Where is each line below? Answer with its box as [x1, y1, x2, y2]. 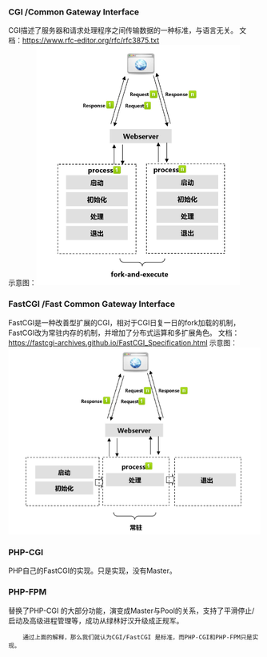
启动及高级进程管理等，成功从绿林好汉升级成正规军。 [8, 615, 184, 625]
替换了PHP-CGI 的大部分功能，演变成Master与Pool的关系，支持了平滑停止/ [8, 606, 255, 615]
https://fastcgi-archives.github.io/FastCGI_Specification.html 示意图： [8, 337, 238, 347]
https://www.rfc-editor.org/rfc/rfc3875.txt [22, 35, 160, 46]
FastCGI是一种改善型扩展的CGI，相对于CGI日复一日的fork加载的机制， [8, 317, 241, 327]
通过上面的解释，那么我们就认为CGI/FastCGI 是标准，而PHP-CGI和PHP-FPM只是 [22, 633, 253, 641]
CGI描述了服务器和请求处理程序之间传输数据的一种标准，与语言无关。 [8, 26, 238, 35]
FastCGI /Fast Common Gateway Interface [8, 299, 176, 310]
